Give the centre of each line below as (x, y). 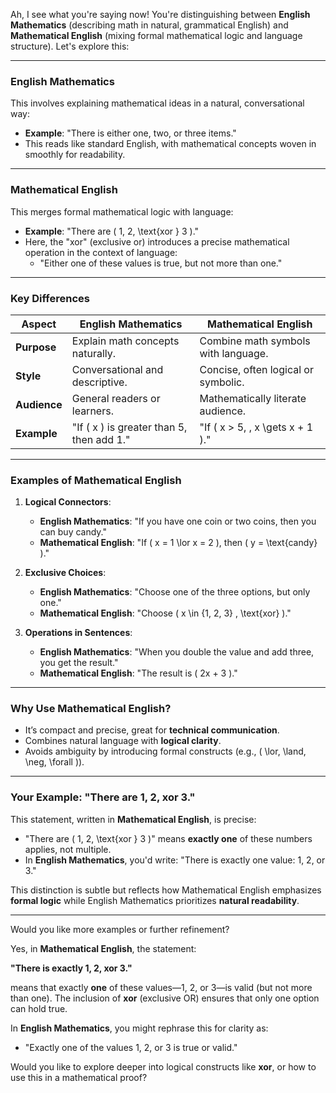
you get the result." (79, 663)
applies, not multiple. (68, 849)
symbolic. (222, 382)
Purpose (36, 347)
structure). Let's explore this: (70, 46)
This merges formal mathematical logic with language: (122, 211)
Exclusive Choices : (65, 573)
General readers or (116, 398)
